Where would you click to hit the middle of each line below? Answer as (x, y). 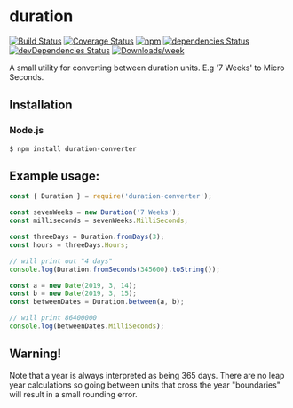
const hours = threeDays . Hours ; (69, 245)
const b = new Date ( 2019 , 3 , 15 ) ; (73, 294)
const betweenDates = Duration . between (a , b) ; (97, 302)
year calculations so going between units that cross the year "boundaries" (145, 385)
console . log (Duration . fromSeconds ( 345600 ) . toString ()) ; (115, 269)
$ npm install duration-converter (73, 148)
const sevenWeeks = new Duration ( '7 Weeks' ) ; (95, 212)
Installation (41, 105)
